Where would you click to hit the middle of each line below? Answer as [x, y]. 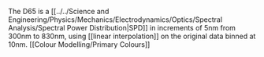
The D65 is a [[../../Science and [59, 11]
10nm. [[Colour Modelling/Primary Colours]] [79, 45]
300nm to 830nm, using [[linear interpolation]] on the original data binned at [132, 36]
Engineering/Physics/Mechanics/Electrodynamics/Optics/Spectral [115, 20]
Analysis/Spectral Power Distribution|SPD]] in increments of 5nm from [122, 28]
